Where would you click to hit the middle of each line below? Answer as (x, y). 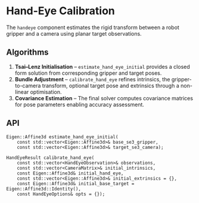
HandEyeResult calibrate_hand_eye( (50, 158)
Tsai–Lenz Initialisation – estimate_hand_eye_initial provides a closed (102, 66)
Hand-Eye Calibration (60, 11)
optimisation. (46, 92)
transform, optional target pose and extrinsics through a (111, 85)
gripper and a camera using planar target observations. (74, 33)
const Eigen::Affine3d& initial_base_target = (76, 183)
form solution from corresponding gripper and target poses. (88, 73)
